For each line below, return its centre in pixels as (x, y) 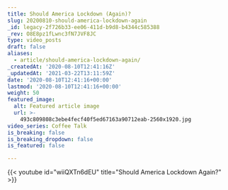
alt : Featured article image (57, 106)
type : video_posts (34, 40)
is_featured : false (36, 146)
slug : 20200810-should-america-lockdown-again (77, 21)
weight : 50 (23, 93)
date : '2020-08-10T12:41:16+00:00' (60, 80)
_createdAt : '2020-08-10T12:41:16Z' (61, 67)
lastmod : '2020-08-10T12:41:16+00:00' (64, 86)
